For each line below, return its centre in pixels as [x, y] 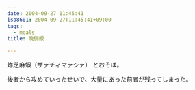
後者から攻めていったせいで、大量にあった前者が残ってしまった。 [100, 80]
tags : [15, 26]
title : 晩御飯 [26, 39]
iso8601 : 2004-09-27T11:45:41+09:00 [59, 20]
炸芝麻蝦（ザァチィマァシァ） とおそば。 [65, 65]
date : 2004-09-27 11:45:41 [45, 13]
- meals [24, 32]
